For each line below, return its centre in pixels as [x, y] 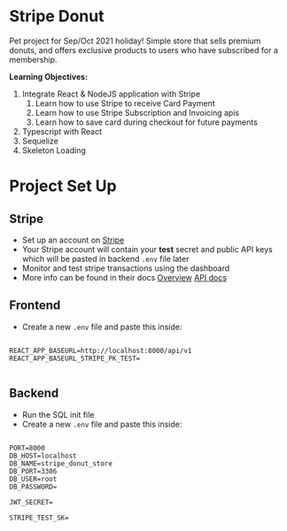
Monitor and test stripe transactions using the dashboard [126, 268]
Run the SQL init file [58, 414]
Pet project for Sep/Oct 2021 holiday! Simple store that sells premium [135, 41]
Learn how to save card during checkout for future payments [147, 122]
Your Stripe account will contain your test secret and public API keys [147, 249]
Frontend [35, 306]
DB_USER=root [33, 479]
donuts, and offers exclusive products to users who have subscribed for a [144, 50]
